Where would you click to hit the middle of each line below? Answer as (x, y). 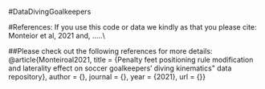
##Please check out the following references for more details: (110, 51)
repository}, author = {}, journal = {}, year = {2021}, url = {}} (107, 77)
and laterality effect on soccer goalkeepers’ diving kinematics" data (120, 68)
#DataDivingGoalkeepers (50, 12)
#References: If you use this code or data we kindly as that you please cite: (132, 27)
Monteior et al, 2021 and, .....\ (57, 36)
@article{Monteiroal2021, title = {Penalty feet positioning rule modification (131, 60)
